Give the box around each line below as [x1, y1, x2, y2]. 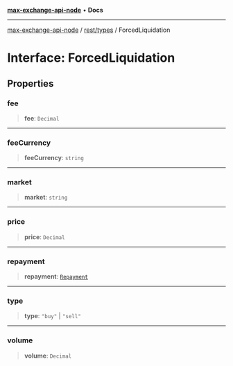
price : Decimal [24, 232, 65, 241]
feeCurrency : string [24, 154, 85, 162]
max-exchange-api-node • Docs [7, 6, 103, 14]
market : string [24, 193, 68, 202]
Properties [7, 78, 54, 89]
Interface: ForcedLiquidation [7, 50, 175, 66]
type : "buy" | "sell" [24, 312, 82, 320]
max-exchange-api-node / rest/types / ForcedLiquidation [7, 26, 171, 34]
